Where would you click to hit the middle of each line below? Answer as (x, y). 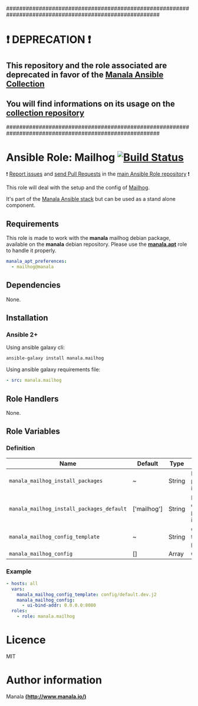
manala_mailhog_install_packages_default (68, 509)
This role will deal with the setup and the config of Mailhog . (78, 187)
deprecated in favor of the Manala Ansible (85, 75)
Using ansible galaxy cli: (35, 348)
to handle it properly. (32, 250)
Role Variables (33, 432)
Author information (54, 680)
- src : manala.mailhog (34, 380)
